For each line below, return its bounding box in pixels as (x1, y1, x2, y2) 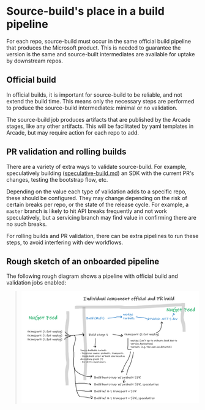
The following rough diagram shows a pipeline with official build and (6, 272, 179, 280)
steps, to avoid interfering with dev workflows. (6, 239, 124, 246)
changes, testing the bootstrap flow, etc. (6, 176, 108, 183)
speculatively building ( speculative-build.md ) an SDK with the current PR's (6, 170, 195, 177)
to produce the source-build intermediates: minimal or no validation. (6, 104, 178, 111)
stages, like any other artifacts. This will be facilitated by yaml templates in (6, 122, 194, 130)
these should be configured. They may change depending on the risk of (6, 194, 188, 201)
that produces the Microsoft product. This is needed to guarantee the (6, 44, 181, 51)
